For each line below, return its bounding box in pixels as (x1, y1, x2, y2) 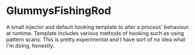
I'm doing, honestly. (6, 42, 55, 49)
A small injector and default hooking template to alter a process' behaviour (6, 23, 189, 30)
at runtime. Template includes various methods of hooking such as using (6, 29, 184, 36)
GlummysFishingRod (6, 4, 111, 18)
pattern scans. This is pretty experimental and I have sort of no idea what (6, 36, 185, 43)
